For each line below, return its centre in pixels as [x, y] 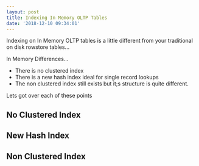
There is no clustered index [49, 71]
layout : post [23, 12]
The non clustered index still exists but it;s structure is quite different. [102, 84]
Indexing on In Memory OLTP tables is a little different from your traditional [100, 41]
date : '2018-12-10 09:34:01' [43, 23]
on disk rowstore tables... [38, 47]
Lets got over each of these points [49, 96]
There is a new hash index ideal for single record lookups [87, 78]
